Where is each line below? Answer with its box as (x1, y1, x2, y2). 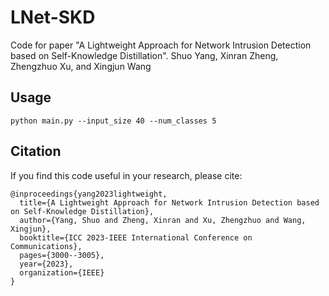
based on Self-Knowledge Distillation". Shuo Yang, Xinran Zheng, (10, 49, 279, 61)
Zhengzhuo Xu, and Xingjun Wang (10, 60, 152, 72)
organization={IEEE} (19, 267, 105, 278)
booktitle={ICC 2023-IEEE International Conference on (19, 232, 253, 243)
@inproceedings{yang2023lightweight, (10, 189, 168, 199)
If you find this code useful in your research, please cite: (10, 169, 243, 181)
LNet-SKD (10, 6, 96, 29)
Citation (10, 143, 62, 160)
